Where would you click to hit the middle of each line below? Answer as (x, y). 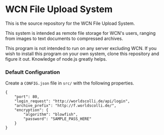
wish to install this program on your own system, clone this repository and (82, 54)
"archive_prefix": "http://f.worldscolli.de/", (65, 106)
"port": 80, (27, 97)
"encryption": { (32, 110)
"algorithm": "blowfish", (51, 115)
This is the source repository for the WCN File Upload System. (70, 23)
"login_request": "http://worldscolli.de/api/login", (72, 101)
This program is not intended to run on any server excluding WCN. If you (81, 48)
